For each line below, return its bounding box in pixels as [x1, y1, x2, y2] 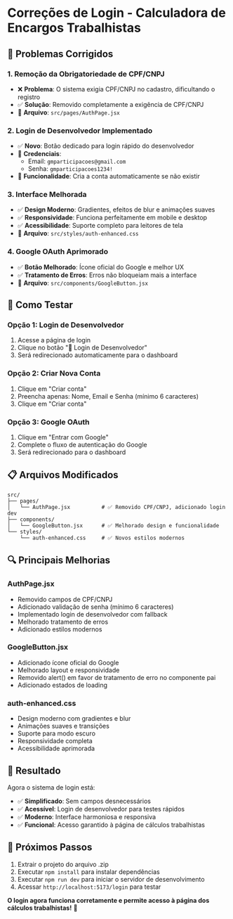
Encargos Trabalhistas [7, 20, 142, 36]
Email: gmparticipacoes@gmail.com [27, 157, 126, 166]
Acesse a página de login [17, 336, 91, 345]
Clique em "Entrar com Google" [17, 433, 109, 442]
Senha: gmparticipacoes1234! [27, 165, 114, 173]
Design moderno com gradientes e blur [17, 714, 131, 723]
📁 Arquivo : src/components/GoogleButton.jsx [17, 278, 149, 287]
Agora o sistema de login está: [7, 783, 95, 792]
